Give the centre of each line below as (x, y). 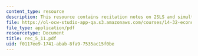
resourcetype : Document (35, 33)
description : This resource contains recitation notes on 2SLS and (91, 17)
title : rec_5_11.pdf (32, 38)
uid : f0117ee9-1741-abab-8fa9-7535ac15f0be (60, 44)
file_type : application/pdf (41, 28)
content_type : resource (35, 11)
